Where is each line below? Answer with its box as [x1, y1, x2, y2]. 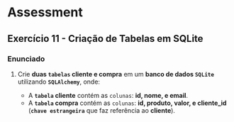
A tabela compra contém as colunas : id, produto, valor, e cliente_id [28, 99, 227, 107]
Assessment [7, 4, 83, 21]
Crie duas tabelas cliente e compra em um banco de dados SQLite [17, 70, 215, 78]
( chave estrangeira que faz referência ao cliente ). [28, 106, 176, 114]
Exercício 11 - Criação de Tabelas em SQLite [7, 33, 204, 45]
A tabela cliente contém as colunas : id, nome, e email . [28, 91, 189, 99]
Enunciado [7, 54, 45, 64]
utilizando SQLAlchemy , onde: [17, 77, 101, 86]
